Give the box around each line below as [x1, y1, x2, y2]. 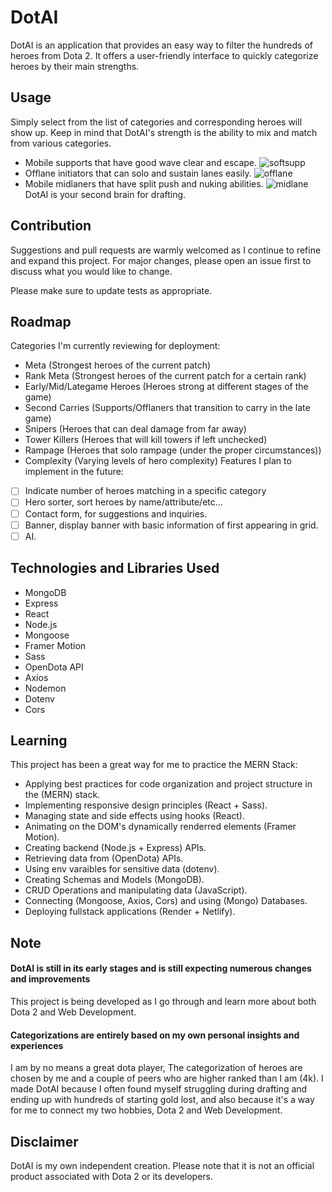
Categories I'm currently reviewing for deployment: [10, 340, 221, 352]
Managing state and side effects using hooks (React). [24, 810, 245, 822]
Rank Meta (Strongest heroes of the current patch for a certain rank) [24, 370, 307, 382]
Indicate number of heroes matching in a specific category [24, 485, 267, 497]
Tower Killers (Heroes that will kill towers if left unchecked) [24, 434, 268, 446]
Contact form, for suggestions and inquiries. [24, 507, 208, 520]
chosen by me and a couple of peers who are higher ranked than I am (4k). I [10, 1072, 324, 1085]
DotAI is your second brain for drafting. [24, 188, 187, 200]
